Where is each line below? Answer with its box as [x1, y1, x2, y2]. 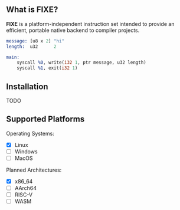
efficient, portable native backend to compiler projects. [6, 27, 140, 34]
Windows [14, 147, 38, 155]
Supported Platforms [6, 114, 85, 124]
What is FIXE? [6, 5, 58, 15]
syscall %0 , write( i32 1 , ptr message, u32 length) [17, 60, 146, 65]
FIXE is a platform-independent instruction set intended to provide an [6, 20, 175, 27]
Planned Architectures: [6, 166, 62, 173]
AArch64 [14, 185, 37, 192]
